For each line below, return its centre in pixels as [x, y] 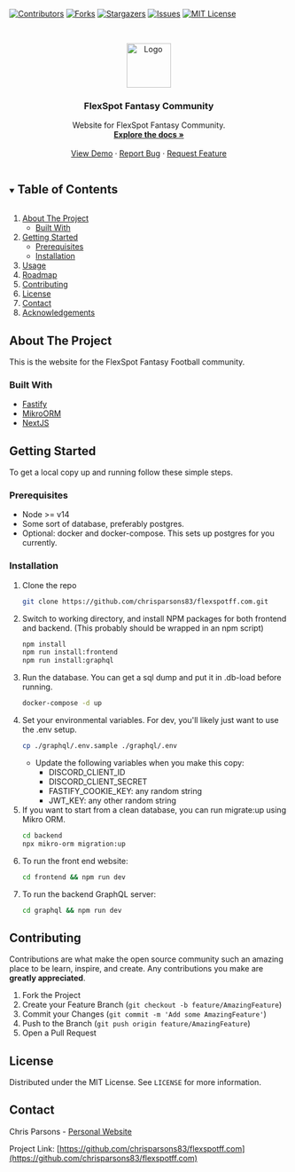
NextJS [35, 423]
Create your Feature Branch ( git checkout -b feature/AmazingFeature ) [152, 1005]
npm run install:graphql [68, 661]
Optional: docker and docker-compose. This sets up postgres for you [148, 533]
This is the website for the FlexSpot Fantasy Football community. [127, 362]
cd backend [42, 835]
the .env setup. [49, 729]
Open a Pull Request [59, 1033]
